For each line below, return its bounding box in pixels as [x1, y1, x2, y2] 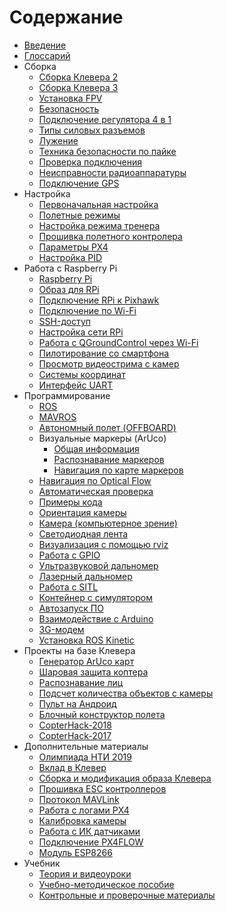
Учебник [23, 857, 61, 869]
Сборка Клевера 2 [38, 71, 119, 83]
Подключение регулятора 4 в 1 [38, 113, 172, 125]
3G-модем [38, 623, 85, 635]
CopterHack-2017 [38, 729, 112, 741]
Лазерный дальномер [38, 570, 133, 582]
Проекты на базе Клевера [23, 644, 136, 656]
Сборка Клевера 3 [38, 81, 119, 93]
